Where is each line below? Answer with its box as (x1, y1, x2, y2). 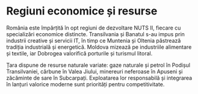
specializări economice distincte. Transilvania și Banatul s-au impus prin (6, 30, 185, 37)
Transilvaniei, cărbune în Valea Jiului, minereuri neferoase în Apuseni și (6, 67, 183, 75)
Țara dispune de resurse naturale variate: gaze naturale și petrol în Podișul (6, 61, 191, 69)
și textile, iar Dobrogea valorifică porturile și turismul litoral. (6, 49, 153, 57)
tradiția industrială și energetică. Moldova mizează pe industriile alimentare (6, 43, 192, 51)
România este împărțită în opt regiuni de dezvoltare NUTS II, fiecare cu (6, 24, 181, 31)
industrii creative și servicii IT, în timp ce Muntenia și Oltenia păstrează (6, 37, 181, 44)
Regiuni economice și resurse (6, 4, 158, 18)
